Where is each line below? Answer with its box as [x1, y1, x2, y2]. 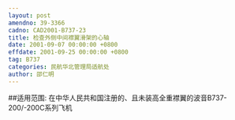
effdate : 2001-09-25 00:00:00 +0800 [8, 48, 129, 56]
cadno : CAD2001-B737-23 [8, 26, 87, 34]
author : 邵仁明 [8, 70, 54, 78]
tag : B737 [8, 56, 41, 64]
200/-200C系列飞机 [8, 103, 73, 112]
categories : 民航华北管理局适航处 [8, 63, 110, 71]
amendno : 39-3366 [8, 19, 65, 27]
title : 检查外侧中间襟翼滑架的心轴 [8, 33, 110, 42]
